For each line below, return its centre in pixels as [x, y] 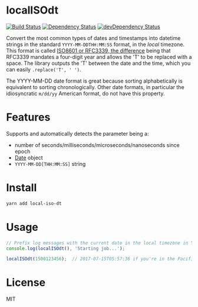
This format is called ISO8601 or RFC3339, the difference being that [88, 50]
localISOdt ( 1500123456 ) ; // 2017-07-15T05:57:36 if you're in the [91, 259]
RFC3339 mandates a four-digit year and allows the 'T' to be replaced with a [99, 57]
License [26, 282]
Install [22, 188]
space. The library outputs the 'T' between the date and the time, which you [98, 63]
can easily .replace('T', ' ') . [44, 69]
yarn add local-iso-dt [34, 203]
